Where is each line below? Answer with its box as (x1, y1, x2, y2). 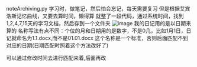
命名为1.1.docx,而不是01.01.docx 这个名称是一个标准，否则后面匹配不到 (16, 35, 188, 41)
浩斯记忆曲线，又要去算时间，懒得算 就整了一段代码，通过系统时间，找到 (6, 12, 184, 19)
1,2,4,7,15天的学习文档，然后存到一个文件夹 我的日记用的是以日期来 (6, 20, 191, 26)
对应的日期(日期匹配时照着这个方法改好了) (6, 42, 109, 49)
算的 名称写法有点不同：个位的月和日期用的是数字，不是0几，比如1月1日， (6, 27, 186, 34)
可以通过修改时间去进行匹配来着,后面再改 (6, 55, 106, 61)
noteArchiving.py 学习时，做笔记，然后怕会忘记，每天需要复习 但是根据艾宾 (6, 5, 190, 12)
